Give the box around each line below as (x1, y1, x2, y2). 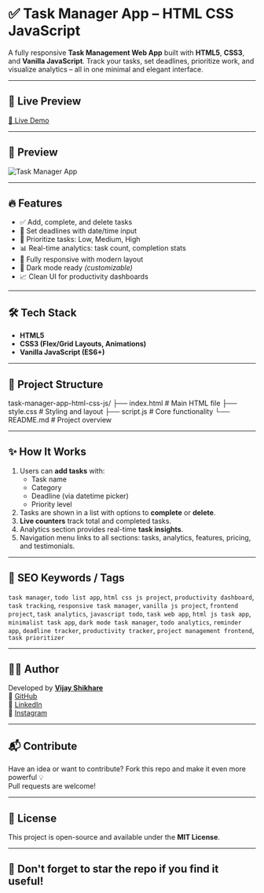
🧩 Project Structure (8, 378, 104, 391)
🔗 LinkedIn (8, 700, 42, 709)
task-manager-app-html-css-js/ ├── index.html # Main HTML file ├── (8, 398, 237, 408)
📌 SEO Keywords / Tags (8, 571, 125, 585)
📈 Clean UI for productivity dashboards (19, 272, 149, 281)
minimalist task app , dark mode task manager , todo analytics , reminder (8, 617, 242, 627)
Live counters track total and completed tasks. (19, 516, 171, 525)
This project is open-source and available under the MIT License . (8, 833, 220, 842)
